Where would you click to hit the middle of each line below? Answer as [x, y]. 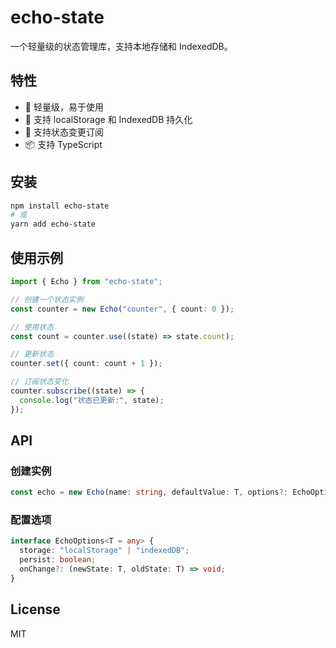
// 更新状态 [32, 354]
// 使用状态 [32, 327]
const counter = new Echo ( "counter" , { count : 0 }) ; [122, 309]
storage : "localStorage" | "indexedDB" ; [104, 551]
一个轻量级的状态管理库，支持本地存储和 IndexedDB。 [121, 46]
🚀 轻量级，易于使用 [64, 107]
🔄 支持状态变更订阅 [64, 132]
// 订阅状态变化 [39, 382]
